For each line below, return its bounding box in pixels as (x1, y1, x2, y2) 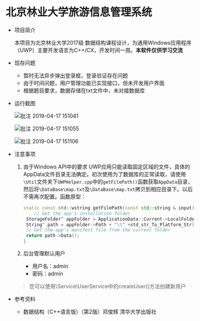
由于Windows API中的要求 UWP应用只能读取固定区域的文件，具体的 (23, 163, 190, 170)
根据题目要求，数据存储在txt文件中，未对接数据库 (23, 87, 145, 94)
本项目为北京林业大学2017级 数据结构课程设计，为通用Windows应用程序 (14, 39, 192, 46)
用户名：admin (32, 262, 69, 270)
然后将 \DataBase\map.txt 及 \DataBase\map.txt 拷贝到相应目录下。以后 (23, 185, 193, 192)
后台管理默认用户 (23, 250, 66, 257)
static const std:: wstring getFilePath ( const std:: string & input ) (23, 204, 195, 211)
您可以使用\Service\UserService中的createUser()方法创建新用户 (29, 283, 186, 290)
